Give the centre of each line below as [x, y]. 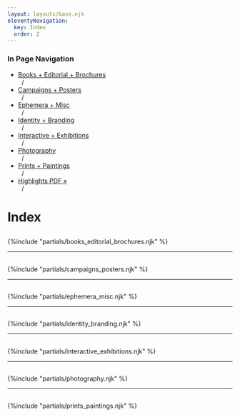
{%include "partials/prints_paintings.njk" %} [72, 406]
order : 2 [27, 34]
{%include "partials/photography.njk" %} [68, 378]
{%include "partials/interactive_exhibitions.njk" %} [82, 351]
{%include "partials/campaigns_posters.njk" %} [78, 269]
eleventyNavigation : [38, 21]
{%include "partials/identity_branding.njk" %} [74, 324]
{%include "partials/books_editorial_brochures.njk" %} [88, 242]
